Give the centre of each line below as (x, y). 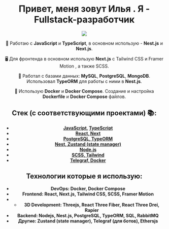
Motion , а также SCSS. (84, 66)
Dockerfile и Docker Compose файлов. (84, 96)
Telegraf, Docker (88, 160)
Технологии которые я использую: (84, 176)
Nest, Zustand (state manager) (88, 144)
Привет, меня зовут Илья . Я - (84, 9)
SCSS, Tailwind (88, 155)
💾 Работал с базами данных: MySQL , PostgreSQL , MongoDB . (84, 76)
